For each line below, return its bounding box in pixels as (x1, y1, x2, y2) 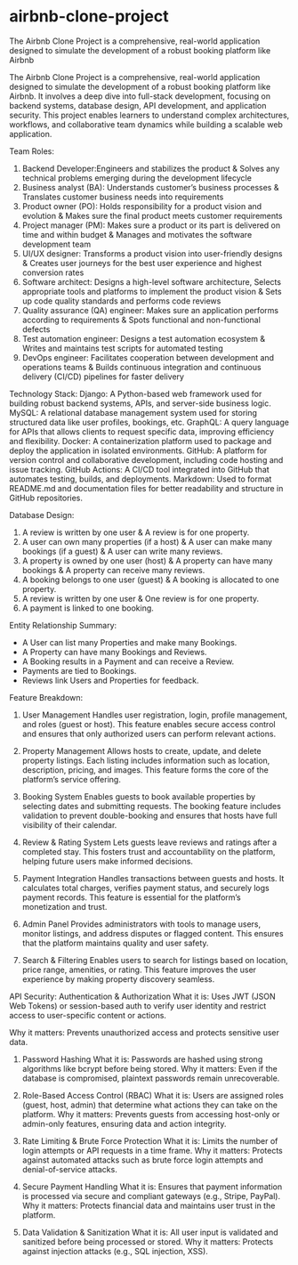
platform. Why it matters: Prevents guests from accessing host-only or (21, 1108, 280, 1119)
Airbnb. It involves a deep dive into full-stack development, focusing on (9, 91, 271, 101)
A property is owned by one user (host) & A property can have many (21, 555, 273, 566)
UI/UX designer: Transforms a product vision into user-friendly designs (21, 247, 283, 259)
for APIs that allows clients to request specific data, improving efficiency (9, 426, 274, 437)
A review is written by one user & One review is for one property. (21, 593, 260, 604)
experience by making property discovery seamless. (21, 973, 215, 985)
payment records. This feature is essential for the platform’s (21, 892, 242, 903)
